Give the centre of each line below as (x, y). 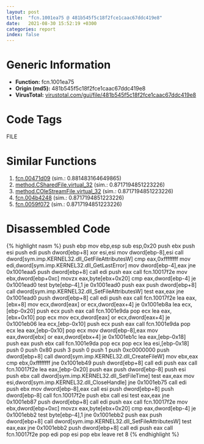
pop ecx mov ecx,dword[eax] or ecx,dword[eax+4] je (103, 317)
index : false (23, 35)
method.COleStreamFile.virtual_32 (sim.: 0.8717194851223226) (94, 191)
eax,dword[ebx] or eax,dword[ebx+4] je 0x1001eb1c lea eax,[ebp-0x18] (96, 336)
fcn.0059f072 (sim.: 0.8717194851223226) (68, 204)
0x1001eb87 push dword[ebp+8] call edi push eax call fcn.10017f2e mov (97, 402)
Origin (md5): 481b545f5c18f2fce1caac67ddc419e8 (80, 89)
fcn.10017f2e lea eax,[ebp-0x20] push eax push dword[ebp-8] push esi (96, 369)
